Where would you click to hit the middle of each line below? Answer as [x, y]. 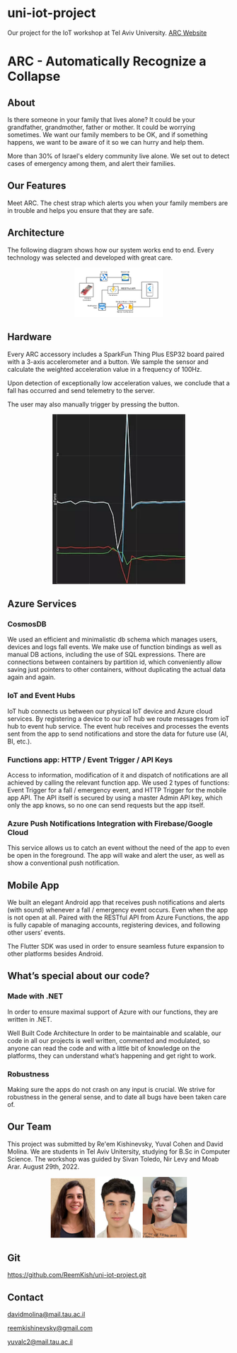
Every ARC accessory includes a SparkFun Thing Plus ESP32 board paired [116, 354]
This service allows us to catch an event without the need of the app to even [118, 848]
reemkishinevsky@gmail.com [50, 1328]
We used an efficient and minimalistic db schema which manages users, [112, 639]
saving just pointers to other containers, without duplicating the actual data [117, 670]
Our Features [37, 186]
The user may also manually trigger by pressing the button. [93, 404]
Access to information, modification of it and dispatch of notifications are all [118, 775]
